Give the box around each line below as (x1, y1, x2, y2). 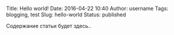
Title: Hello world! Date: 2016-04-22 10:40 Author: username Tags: (6, 5, 169, 12)
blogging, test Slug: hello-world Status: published (6, 11, 126, 18)
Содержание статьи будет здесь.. (6, 23, 91, 29)
